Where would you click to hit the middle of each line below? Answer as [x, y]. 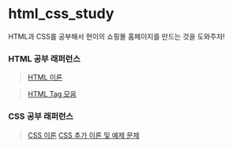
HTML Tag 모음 [52, 94]
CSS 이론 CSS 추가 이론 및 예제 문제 [83, 135]
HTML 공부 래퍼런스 [44, 58]
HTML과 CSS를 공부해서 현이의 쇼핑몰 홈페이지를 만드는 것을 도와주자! [116, 36]
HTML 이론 [45, 77]
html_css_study [61, 14]
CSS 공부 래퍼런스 [41, 116]
